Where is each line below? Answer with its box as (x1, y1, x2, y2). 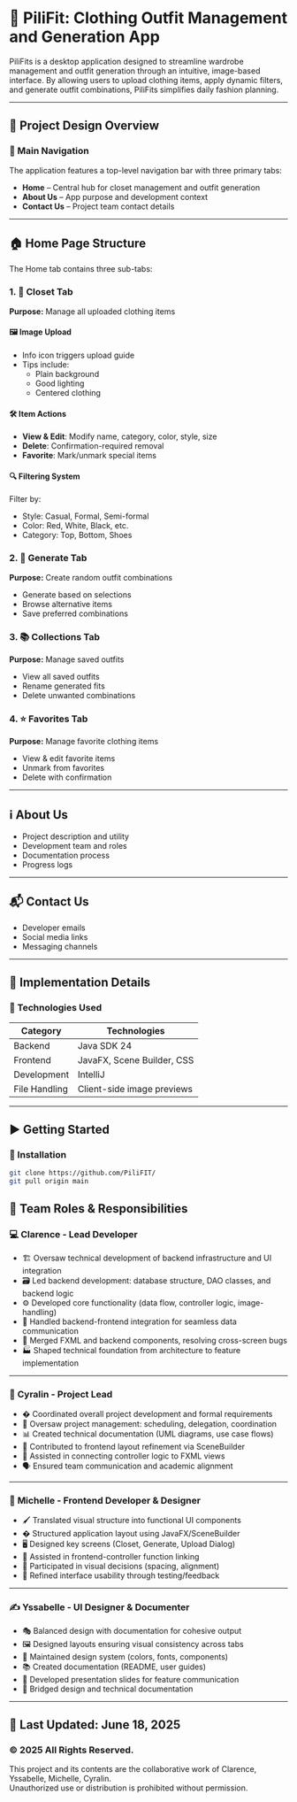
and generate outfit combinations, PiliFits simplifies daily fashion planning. (9, 84, 279, 95)
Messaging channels (21, 941, 98, 951)
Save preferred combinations (21, 608, 128, 619)
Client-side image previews (77, 1082, 193, 1095)
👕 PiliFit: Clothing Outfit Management (9, 8, 288, 28)
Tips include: (21, 358, 70, 370)
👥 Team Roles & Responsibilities (9, 1201, 188, 1216)
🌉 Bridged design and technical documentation (21, 1683, 194, 1694)
